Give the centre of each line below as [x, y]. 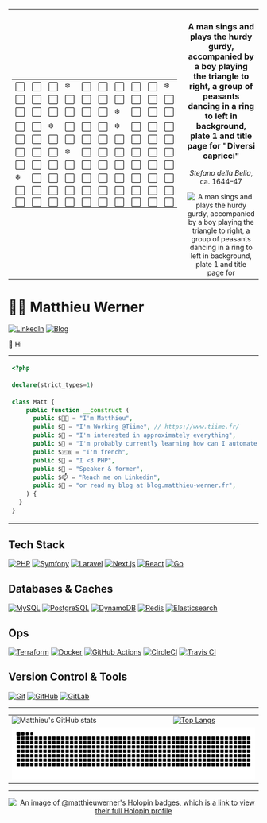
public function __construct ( [77, 410]
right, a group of [221, 86]
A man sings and [221, 26]
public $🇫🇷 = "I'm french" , [81, 452]
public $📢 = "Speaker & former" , [88, 469]
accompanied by [221, 56]
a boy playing [221, 66]
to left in [221, 116]
